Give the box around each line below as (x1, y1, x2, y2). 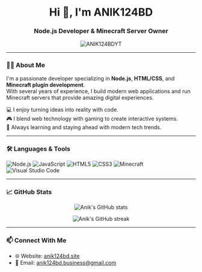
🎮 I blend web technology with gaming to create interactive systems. (6, 115, 179, 122)
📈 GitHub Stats (6, 188, 52, 196)
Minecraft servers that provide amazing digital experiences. (6, 94, 154, 101)
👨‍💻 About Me (6, 61, 45, 70)
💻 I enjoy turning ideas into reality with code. (6, 106, 118, 113)
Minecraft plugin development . (6, 81, 85, 88)
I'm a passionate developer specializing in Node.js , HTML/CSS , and (6, 74, 175, 82)
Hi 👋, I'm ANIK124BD (49, 5, 153, 19)
